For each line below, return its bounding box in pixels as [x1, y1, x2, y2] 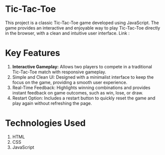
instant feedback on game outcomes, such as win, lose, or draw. [12, 90, 143, 95]
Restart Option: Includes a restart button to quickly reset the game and [12, 95, 156, 101]
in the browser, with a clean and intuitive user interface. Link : [5, 30, 130, 36]
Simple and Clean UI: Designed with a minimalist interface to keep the [12, 74, 154, 80]
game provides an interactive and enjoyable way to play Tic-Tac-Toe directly [5, 25, 161, 31]
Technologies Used [5, 118, 86, 129]
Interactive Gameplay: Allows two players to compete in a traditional [12, 63, 153, 69]
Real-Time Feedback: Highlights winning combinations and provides [12, 85, 151, 91]
